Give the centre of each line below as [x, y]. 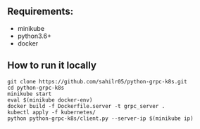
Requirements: [40, 12]
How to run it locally [52, 66]
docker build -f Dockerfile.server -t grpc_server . [86, 106]
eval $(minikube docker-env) [50, 100]
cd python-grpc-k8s [36, 88]
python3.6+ [34, 36]
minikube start [30, 94]
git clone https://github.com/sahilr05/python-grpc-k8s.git [98, 81]
